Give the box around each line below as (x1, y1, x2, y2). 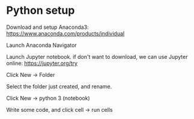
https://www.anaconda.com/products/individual (6, 29, 125, 37)
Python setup (6, 4, 75, 17)
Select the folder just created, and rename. (6, 82, 112, 90)
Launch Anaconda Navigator (6, 41, 77, 49)
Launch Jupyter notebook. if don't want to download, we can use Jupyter (6, 53, 188, 60)
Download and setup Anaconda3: (6, 23, 89, 31)
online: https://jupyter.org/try (6, 59, 78, 67)
